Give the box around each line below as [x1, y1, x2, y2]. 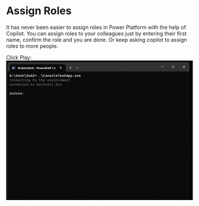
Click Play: [6, 54, 32, 61]
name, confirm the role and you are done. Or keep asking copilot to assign [6, 36, 188, 43]
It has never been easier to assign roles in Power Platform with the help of [6, 24, 187, 31]
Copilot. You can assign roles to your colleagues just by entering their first [6, 30, 187, 37]
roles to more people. [6, 42, 59, 50]
